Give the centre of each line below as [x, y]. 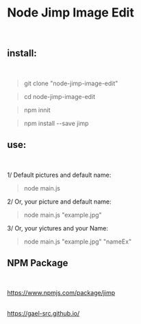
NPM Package [38, 263]
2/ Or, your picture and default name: [59, 202]
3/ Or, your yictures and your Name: [57, 228]
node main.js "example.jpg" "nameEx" [78, 241]
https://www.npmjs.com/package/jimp [61, 293]
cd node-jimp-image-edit [60, 96]
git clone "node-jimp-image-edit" [71, 83]
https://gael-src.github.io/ [43, 314]
